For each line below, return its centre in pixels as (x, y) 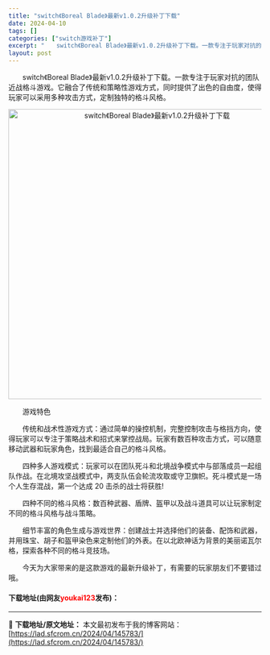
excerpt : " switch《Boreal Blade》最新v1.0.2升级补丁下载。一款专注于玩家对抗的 (135, 46)
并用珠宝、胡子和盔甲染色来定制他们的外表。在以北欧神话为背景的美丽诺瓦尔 (135, 540)
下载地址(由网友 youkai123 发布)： (63, 598)
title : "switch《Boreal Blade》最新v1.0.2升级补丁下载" (94, 16)
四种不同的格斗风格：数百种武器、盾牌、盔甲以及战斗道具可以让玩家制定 (142, 503)
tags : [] (23, 31)
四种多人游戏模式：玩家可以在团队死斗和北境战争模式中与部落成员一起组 (142, 466)
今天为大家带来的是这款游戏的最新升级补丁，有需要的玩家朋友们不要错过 (142, 568)
